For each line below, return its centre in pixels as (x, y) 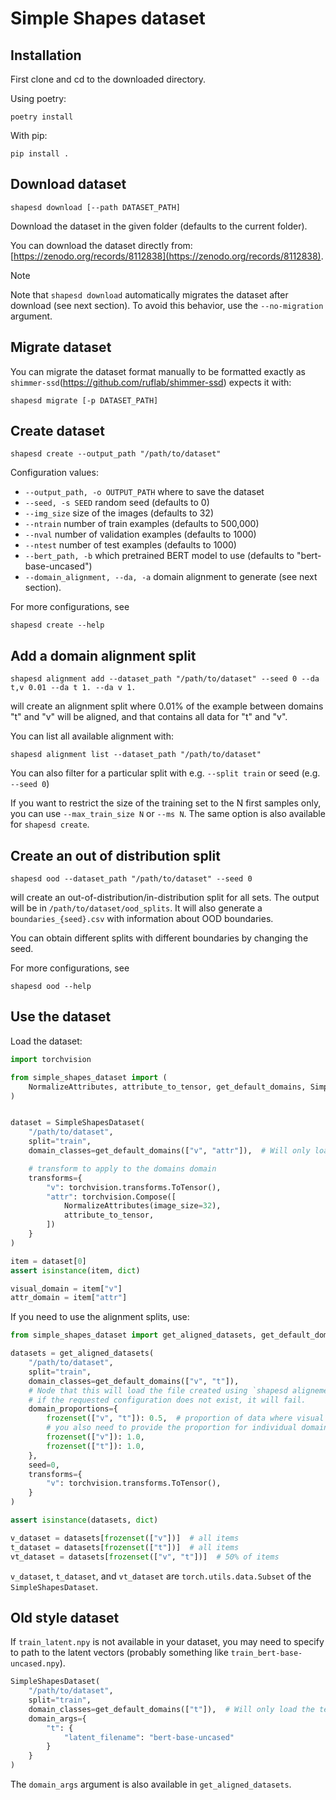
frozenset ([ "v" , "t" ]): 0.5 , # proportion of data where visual (185, 1418)
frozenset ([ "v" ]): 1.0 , (95, 1437)
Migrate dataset (61, 347)
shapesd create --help (57, 625)
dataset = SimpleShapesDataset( (77, 1123)
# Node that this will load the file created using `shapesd (158, 1390)
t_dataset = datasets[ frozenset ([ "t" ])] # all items (125, 1547)
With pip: (29, 135)
